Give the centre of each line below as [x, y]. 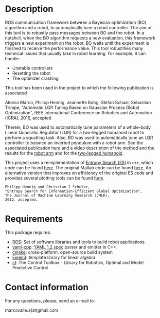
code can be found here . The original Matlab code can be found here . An [78, 168]
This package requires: [28, 232]
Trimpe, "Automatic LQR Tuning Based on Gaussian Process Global [72, 107]
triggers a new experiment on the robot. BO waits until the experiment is [77, 43]
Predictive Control [30, 267]
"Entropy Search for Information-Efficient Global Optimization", [74, 191]
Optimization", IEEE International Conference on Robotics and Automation [79, 112]
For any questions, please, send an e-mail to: [50, 300]
